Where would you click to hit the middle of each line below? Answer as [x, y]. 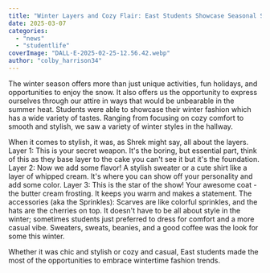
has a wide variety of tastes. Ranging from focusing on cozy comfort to [126, 118]
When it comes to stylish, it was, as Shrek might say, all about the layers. [129, 142]
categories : [28, 31]
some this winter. [37, 236]
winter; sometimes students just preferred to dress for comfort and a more [131, 219]
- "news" [30, 38]
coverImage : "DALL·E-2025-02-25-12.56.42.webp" [90, 53]
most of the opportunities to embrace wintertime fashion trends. [115, 260]
